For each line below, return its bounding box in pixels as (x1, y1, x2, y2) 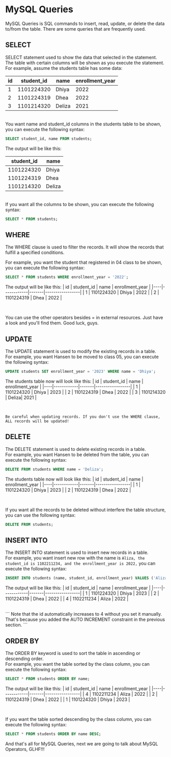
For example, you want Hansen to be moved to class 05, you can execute (5, 354, 159, 360)
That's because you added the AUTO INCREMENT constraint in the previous (5, 616, 165, 623)
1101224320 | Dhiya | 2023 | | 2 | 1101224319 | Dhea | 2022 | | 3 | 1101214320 (5, 389, 166, 395)
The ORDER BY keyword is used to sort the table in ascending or (5, 650, 141, 656)
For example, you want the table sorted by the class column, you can (5, 661, 150, 667)
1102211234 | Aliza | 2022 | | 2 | (92, 691, 158, 697)
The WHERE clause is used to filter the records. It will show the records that (5, 244, 164, 250)
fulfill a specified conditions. (5, 249, 65, 256)
